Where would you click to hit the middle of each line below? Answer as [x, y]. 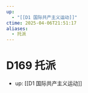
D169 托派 [31, 66]
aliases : [17, 28]
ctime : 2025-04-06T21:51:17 [42, 23]
